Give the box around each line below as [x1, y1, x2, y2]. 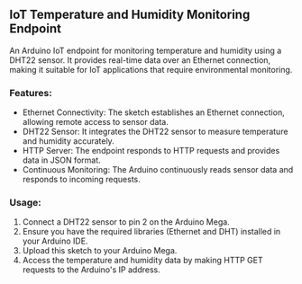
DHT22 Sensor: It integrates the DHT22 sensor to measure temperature [22, 126, 288, 138]
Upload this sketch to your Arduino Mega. [22, 245, 178, 256]
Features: [9, 86, 52, 99]
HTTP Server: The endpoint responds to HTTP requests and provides [22, 146, 280, 156]
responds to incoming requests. [22, 174, 142, 185]
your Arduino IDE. [22, 235, 88, 246]
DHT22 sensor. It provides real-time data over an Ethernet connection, [9, 54, 271, 66]
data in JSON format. [22, 155, 101, 165]
